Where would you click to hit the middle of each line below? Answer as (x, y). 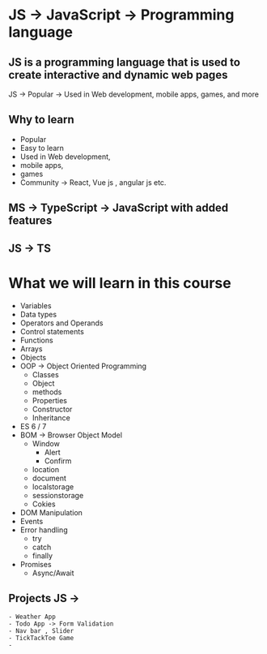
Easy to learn (42, 148)
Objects (33, 357)
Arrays (31, 349)
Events (32, 521)
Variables (36, 305)
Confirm (58, 461)
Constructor (52, 409)
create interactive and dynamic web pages (118, 75)
